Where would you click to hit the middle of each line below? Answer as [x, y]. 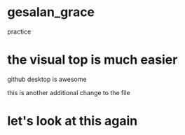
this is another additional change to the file [69, 92]
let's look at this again [73, 121]
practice [19, 31]
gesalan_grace [51, 12]
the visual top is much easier [92, 60]
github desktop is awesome [47, 79]
